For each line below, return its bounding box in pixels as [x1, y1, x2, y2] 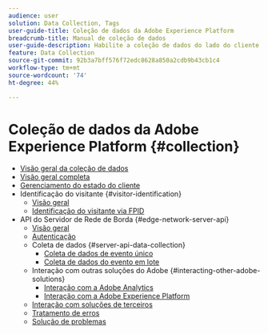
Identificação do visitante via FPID [31, 206, 145, 216]
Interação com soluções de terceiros [31, 300, 154, 309]
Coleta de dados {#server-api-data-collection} [31, 240, 186, 250]
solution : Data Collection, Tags [8, 19, 120, 27]
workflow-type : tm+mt [8, 64, 81, 72]
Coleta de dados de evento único [43, 249, 154, 259]
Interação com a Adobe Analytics [43, 283, 154, 292]
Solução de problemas [31, 317, 106, 327]
